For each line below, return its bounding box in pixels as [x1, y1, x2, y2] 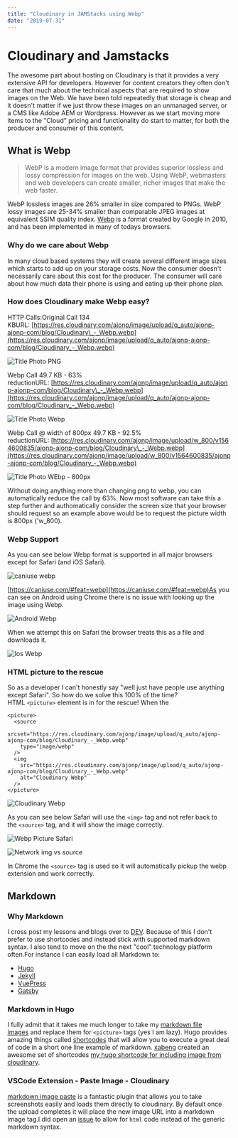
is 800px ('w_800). [7, 516, 63, 525]
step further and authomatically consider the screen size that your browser [7, 501, 227, 510]
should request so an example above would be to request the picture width [7, 509, 227, 517]
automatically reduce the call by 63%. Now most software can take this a [7, 493, 222, 502]
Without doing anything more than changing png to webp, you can [7, 486, 202, 495]
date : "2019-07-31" [7, 17, 65, 24]
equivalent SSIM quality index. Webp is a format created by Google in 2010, [7, 215, 228, 224]
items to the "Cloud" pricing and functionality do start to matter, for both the [7, 117, 229, 125]
